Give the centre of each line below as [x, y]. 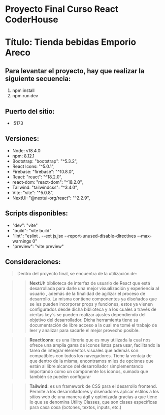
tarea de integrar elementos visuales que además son [84, 351]
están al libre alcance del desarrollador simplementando [86, 366]
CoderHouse [32, 20]
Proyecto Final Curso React [62, 9]
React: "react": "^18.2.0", [37, 177]
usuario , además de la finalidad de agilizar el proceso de [87, 294]
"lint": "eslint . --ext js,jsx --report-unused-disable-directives [74, 236]
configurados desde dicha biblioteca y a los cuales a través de [93, 309]
